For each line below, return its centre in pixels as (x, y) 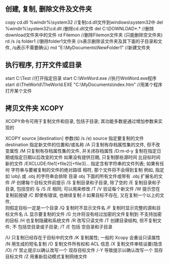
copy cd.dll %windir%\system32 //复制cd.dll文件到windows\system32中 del (84, 22)
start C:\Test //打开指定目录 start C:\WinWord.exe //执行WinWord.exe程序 (81, 78)
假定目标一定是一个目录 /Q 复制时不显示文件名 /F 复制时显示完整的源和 (83, 208)
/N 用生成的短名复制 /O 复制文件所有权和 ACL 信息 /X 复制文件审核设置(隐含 (84, 244)
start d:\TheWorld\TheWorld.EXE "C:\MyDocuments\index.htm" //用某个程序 (84, 84)
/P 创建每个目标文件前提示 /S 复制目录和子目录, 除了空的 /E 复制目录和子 (86, 183)
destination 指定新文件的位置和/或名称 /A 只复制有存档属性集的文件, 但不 (80, 145)
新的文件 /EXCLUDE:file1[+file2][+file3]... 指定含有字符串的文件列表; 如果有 (82, 164)
